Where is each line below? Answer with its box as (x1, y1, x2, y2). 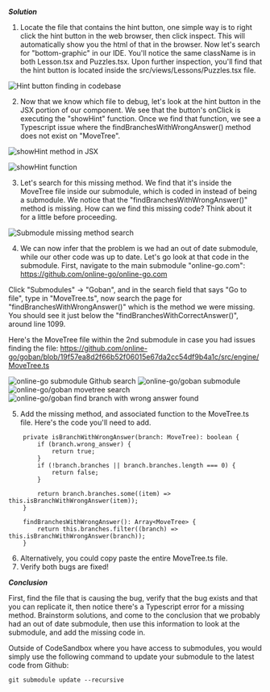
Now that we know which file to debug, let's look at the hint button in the (19, 97, 261, 106)
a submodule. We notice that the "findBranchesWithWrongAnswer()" (19, 195, 248, 204)
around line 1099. (8, 319, 66, 329)
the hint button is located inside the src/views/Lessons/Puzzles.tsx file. (19, 65, 256, 75)
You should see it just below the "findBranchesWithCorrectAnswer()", (8, 311, 239, 320)
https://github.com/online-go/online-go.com (19, 270, 168, 279)
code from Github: (8, 661, 69, 669)
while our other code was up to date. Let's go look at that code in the (19, 252, 250, 262)
